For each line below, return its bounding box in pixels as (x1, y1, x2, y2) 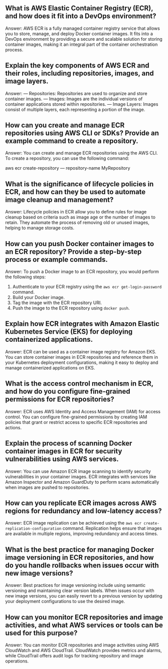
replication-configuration (5, 526, 62, 532)
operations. (5, 658, 29, 664)
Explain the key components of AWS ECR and (5, 61, 149, 70)
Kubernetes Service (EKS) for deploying (5, 327, 133, 336)
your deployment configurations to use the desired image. (5, 599, 125, 605)
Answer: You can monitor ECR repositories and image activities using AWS (5, 642, 159, 648)
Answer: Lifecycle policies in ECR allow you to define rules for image (5, 209, 147, 215)
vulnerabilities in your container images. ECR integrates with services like (5, 473, 156, 480)
